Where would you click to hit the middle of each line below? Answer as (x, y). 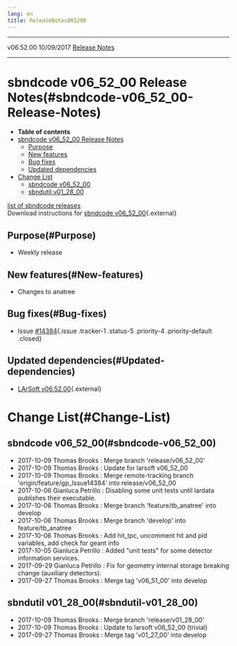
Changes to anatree (46, 292)
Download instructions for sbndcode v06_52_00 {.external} (92, 213)
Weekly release (40, 252)
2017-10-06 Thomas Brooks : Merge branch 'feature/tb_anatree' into (117, 505)
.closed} (30, 338)
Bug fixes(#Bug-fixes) (57, 314)
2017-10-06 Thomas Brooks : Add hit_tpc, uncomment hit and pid (113, 535)
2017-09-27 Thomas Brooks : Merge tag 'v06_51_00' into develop (113, 580)
